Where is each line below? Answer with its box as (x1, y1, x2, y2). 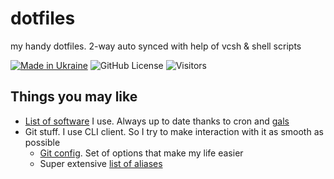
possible (24, 136, 61, 148)
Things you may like (10, 88, 138, 106)
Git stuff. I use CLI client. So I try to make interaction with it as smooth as (24, 125, 324, 137)
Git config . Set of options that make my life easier (39, 147, 244, 159)
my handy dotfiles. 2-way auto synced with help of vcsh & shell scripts (10, 40, 302, 52)
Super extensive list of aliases (39, 157, 163, 169)
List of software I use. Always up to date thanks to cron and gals (24, 115, 290, 127)
